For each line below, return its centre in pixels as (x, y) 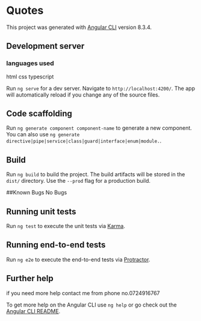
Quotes (25, 11)
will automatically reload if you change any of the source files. (83, 95)
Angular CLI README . (33, 311)
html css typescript (30, 77)
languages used (30, 63)
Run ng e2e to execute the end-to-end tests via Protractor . (78, 259)
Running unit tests (41, 211)
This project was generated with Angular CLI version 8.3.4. (79, 27)
